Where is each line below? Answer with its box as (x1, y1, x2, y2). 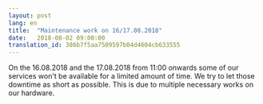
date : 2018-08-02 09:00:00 (8, 33, 106, 42)
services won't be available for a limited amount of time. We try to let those (8, 71, 255, 81)
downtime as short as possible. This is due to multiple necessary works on (8, 80, 254, 90)
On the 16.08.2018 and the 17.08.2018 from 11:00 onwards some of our (8, 63, 239, 72)
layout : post (8, 11, 52, 20)
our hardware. (8, 88, 55, 98)
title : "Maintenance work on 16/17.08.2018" (8, 26, 162, 34)
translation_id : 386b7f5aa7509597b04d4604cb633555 (8, 41, 181, 49)
